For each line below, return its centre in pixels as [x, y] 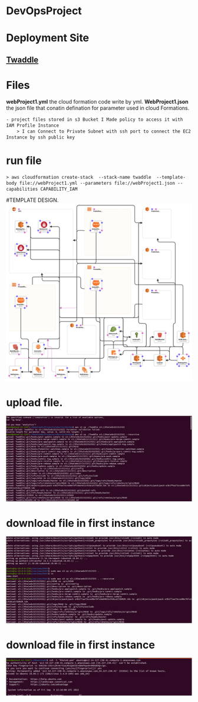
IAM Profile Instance [33, 125]
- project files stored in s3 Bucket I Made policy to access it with [95, 120]
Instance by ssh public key [41, 137]
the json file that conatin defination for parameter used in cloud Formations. [98, 108]
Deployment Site [48, 38]
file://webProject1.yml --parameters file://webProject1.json [97, 183]
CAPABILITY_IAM [59, 189]
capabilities [22, 189]
